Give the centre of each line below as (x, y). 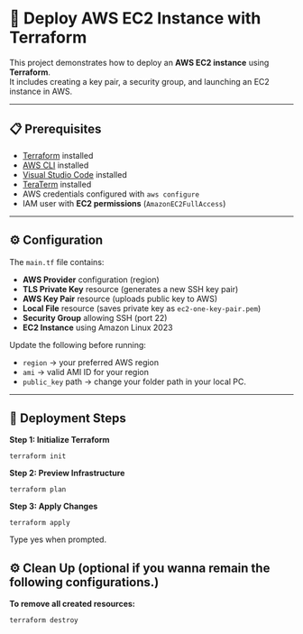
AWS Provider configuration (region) (91, 280)
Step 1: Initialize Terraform (60, 440)
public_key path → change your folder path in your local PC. (134, 381)
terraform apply (40, 523)
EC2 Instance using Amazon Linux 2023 (97, 327)
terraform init (38, 456)
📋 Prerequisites (55, 129)
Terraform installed (58, 155)
